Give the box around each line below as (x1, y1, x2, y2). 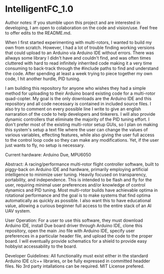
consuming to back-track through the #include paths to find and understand (5, 65, 159, 71)
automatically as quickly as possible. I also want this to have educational (5, 197, 151, 203)
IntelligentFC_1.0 (5, 3, 73, 15)
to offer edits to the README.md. (5, 30, 72, 36)
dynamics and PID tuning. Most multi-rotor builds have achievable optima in (5, 187, 158, 193)
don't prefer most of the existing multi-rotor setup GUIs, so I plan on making (5, 121, 158, 127)
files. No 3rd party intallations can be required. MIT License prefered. (5, 263, 145, 269)
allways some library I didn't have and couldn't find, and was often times (5, 55, 151, 61)
